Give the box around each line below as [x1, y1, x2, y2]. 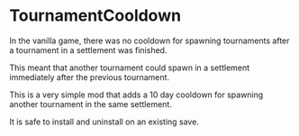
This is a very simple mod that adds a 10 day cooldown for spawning [9, 89, 264, 100]
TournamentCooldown [9, 5, 182, 26]
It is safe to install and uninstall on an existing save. [9, 116, 200, 127]
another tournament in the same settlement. [9, 98, 173, 109]
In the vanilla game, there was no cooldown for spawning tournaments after [9, 35, 290, 46]
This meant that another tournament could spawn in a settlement [9, 62, 250, 73]
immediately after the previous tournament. [9, 71, 169, 82]
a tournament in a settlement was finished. [9, 44, 168, 55]
